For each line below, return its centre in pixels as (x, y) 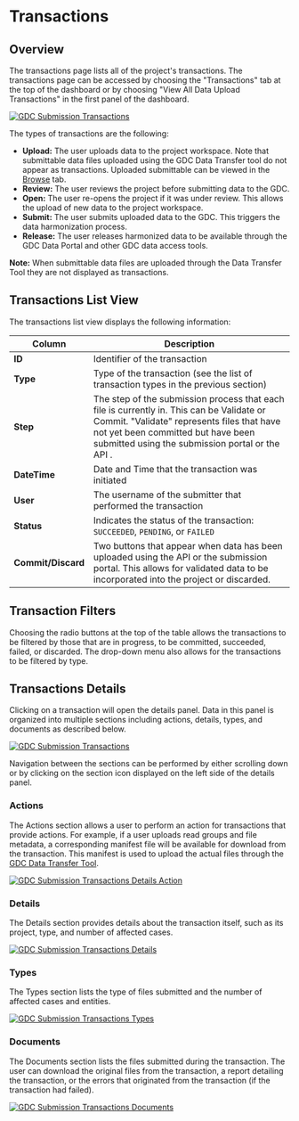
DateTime (34, 474)
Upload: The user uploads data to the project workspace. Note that (145, 151)
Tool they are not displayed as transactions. (89, 272)
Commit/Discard (49, 562)
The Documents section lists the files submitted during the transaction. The (147, 1061)
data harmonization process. (74, 226)
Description (190, 343)
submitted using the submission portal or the (186, 443)
